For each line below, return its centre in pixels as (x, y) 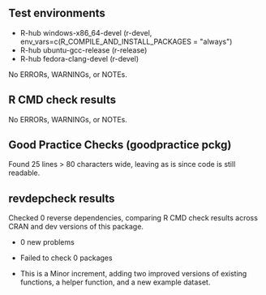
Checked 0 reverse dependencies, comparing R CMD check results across (133, 218)
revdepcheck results (62, 198)
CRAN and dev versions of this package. (76, 227)
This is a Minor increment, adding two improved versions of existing (133, 274)
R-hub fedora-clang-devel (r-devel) (79, 58)
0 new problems (47, 242)
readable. (24, 173)
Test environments (57, 13)
